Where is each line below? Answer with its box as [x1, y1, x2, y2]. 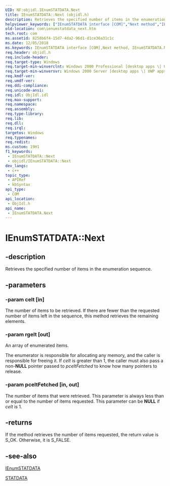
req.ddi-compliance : [5, 83, 49, 88]
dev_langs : [5, 163, 28, 168]
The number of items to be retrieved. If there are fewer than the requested [5, 307, 160, 313]
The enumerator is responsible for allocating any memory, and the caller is [5, 352, 160, 359]
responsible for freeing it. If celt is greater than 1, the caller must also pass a [5, 358, 163, 364]
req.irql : [5, 125, 26, 131]
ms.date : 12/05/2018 [5, 41, 49, 46]
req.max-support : [5, 97, 42, 102]
